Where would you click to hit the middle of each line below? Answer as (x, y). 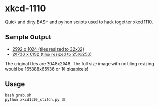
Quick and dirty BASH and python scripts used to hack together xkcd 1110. (79, 22)
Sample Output (28, 37)
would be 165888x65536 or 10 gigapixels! (47, 69)
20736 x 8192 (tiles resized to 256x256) (52, 54)
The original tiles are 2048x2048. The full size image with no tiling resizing (79, 63)
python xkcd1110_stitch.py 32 (36, 99)
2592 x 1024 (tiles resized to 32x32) (48, 49)
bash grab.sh (18, 95)
